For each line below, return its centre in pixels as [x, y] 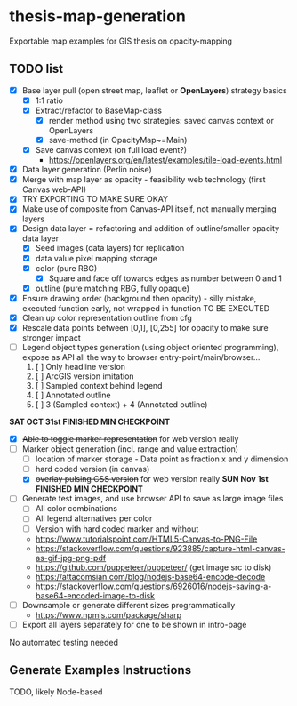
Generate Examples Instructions [100, 670]
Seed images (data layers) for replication [110, 248]
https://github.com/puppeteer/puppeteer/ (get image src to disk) [153, 567]
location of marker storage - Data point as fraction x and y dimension [162, 459]
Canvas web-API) [54, 189]
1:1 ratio [49, 100]
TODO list [36, 69]
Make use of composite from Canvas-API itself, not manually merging [149, 209]
